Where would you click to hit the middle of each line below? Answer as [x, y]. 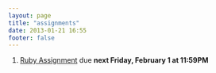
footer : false [32, 38]
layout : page [30, 15]
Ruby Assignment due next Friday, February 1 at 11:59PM [114, 60]
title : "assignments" [44, 23]
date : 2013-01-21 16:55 [48, 30]
